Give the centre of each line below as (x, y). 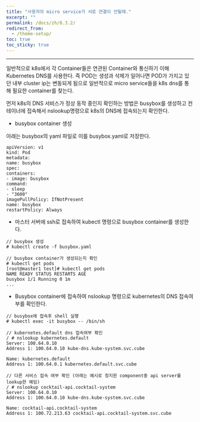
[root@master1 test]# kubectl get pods (56, 269)
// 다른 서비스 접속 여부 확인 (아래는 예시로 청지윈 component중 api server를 (94, 376)
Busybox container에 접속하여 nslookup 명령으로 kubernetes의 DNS (96, 296)
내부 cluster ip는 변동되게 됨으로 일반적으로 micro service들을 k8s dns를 (98, 83)
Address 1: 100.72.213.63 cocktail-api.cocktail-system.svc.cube (89, 413)
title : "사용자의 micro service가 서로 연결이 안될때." (69, 12)
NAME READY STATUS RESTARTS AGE (46, 274)
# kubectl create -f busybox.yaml (49, 247)
